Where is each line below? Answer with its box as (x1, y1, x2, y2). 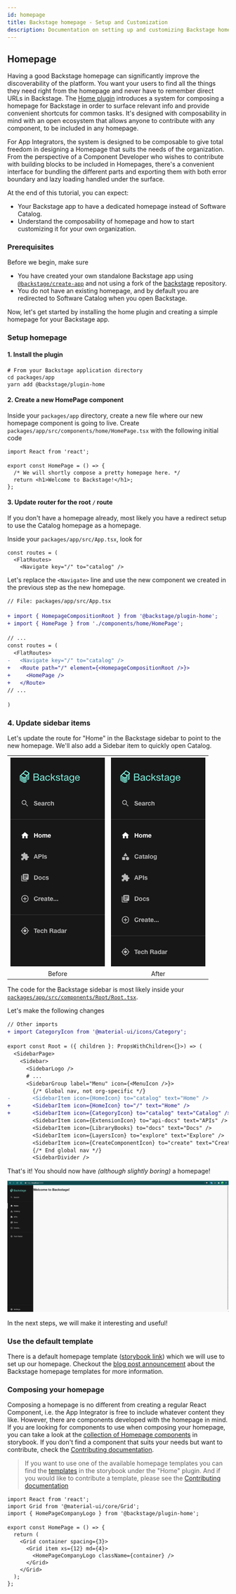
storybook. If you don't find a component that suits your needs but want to (7, 1438, 223, 1446)
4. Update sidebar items (7, 718, 91, 728)
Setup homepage (7, 333, 67, 342)
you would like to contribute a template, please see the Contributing (24, 1474, 221, 1483)
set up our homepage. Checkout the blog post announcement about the (7, 1359, 216, 1368)
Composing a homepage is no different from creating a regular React (7, 1401, 207, 1409)
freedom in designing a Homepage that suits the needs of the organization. (7, 145, 225, 154)
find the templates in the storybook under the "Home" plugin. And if (24, 1467, 221, 1475)
